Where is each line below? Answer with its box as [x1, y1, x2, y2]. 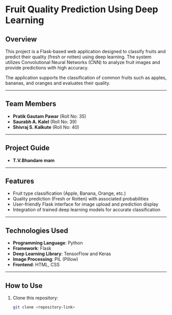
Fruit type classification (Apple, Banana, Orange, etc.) [12, 190, 126, 196]
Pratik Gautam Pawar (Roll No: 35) [12, 113, 87, 119]
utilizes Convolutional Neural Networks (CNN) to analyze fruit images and [5, 59, 160, 65]
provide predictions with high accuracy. [5, 65, 89, 71]
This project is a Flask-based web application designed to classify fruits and [5, 49, 166, 54]
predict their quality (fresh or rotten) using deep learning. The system [5, 54, 152, 60]
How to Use [5, 281, 43, 290]
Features [5, 177, 34, 186]
